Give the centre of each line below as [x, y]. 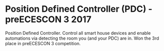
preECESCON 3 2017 [48, 19]
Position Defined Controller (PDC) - [79, 9]
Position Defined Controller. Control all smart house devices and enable [78, 33]
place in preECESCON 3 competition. [43, 43]
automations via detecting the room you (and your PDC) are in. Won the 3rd [82, 38]
